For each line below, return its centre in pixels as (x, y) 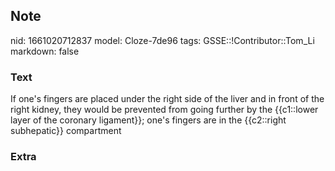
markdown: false (45, 51)
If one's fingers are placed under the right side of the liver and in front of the (167, 99)
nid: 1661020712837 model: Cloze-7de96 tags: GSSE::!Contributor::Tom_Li (162, 40)
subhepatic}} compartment (66, 131)
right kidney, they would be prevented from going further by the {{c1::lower (164, 110)
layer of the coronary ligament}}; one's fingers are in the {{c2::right (148, 120)
